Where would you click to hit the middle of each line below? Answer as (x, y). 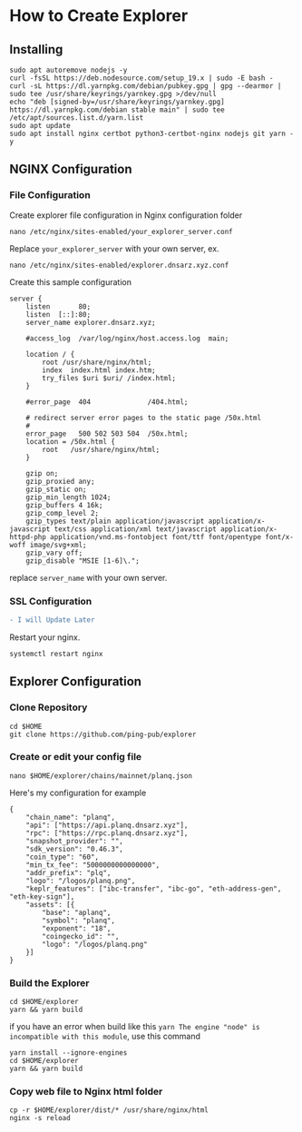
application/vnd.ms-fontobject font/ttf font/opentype (155, 536)
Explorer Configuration (76, 682)
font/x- (280, 536)
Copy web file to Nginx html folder (86, 1092)
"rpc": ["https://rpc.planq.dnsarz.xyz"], (107, 833)
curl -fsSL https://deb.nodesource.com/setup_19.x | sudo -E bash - (141, 78)
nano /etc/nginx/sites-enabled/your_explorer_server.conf (121, 231)
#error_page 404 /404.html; (107, 402)
